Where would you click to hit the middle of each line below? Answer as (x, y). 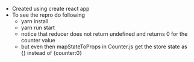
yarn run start (38, 27)
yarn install (35, 21)
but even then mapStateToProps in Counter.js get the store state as (104, 46)
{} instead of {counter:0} (52, 53)
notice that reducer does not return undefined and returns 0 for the (104, 34)
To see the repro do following (48, 15)
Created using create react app (51, 9)
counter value (38, 40)
